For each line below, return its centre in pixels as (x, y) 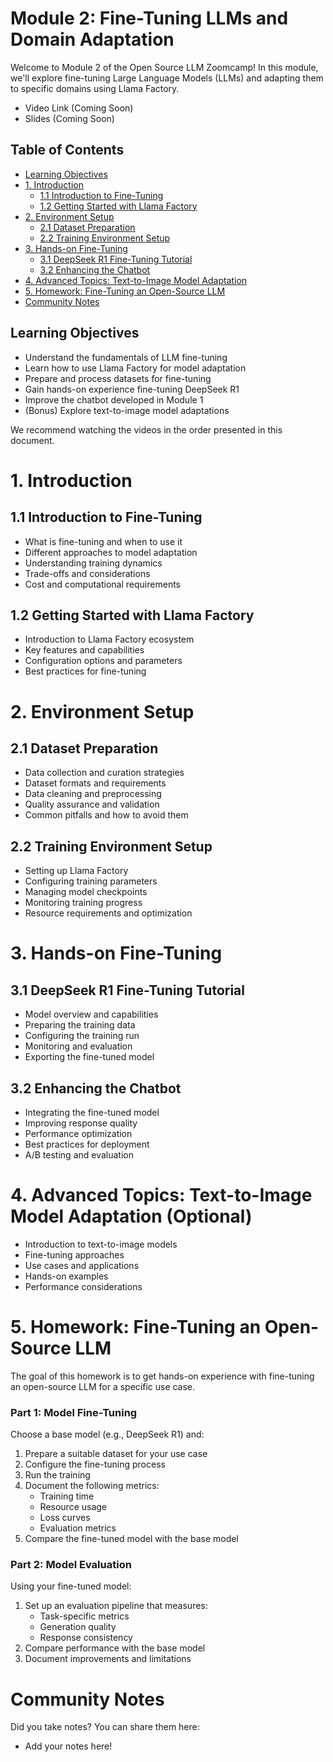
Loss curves (65, 1518)
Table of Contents (67, 150)
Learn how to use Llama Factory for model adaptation (135, 368)
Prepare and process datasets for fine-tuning (118, 378)
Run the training (57, 1475)
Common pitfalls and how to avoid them (106, 815)
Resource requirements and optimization (108, 913)
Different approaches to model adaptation (111, 552)
